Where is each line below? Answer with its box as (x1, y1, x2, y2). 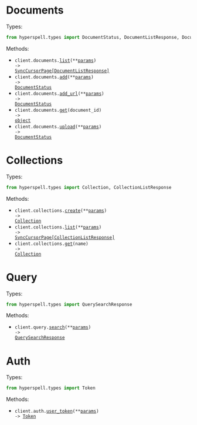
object (14, 117, 31, 124)
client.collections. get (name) (14, 241, 89, 247)
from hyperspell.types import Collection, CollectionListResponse (6, 184, 172, 190)
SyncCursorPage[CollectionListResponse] (14, 234, 115, 240)
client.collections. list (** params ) (14, 224, 102, 230)
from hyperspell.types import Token (6, 385, 96, 391)
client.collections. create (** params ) (14, 207, 107, 214)
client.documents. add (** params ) (14, 74, 94, 80)
